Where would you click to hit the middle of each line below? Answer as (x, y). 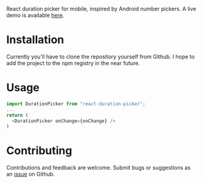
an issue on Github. (30, 174)
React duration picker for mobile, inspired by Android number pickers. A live (101, 9)
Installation (35, 40)
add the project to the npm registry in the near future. (73, 63)
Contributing (39, 151)
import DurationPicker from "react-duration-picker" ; (76, 104)
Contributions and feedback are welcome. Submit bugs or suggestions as (99, 168)
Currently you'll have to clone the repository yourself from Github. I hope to (100, 57)
